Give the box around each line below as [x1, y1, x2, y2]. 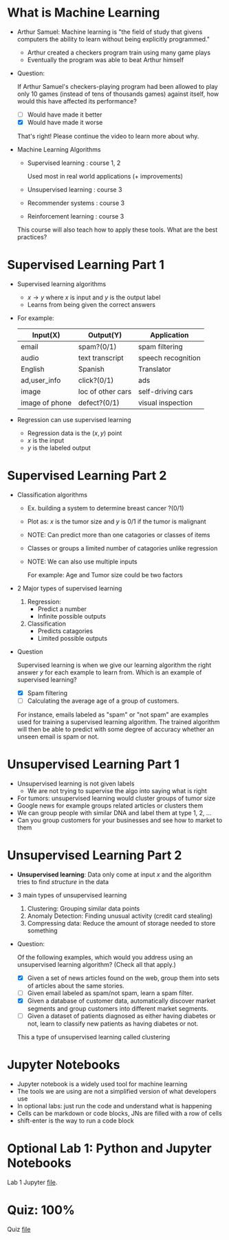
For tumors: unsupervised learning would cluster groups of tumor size [17, 794, 216, 802]
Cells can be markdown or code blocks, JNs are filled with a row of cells [17, 1109, 222, 1118]
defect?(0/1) [78, 398, 120, 408]
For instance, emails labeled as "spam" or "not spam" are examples [17, 710, 209, 719]
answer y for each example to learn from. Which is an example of [17, 668, 202, 677]
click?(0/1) [78, 376, 114, 385]
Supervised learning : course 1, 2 [27, 159, 121, 167]
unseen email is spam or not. [17, 732, 100, 741]
